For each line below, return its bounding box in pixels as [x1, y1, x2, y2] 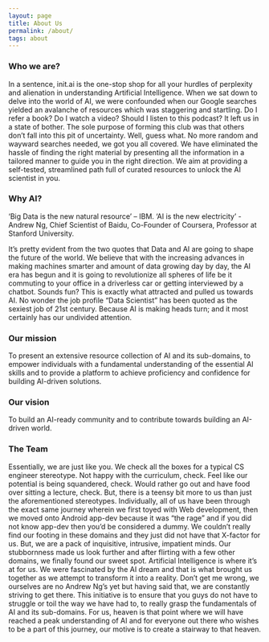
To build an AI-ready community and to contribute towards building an [8, 415, 241, 425]
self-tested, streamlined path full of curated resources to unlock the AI [8, 164, 241, 174]
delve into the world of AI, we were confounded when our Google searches [8, 96, 257, 105]
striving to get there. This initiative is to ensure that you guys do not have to [8, 590, 259, 599]
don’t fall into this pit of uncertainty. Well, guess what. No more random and [8, 130, 259, 140]
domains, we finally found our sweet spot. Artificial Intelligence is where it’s [8, 556, 258, 566]
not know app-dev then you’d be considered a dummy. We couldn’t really [8, 521, 251, 531]
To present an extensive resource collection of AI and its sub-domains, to [8, 351, 251, 360]
